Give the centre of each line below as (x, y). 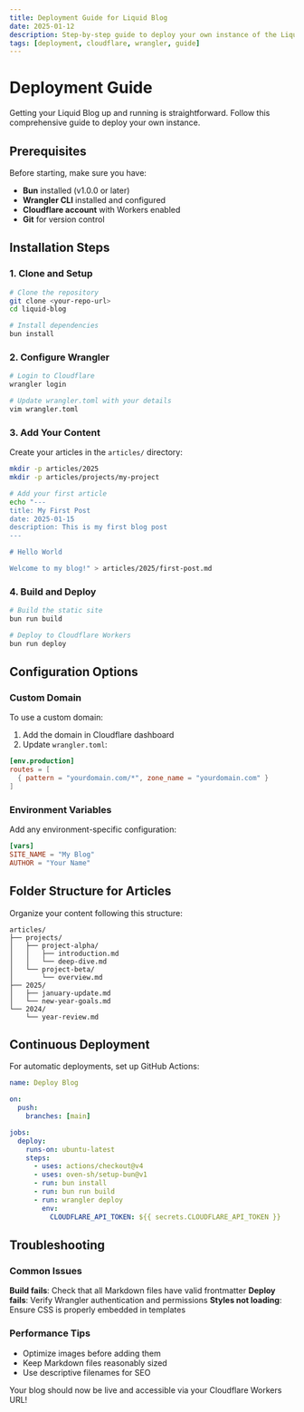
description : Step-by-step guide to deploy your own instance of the (143, 34)
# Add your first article (58, 493)
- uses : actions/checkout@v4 (88, 1166)
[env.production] (42, 761)
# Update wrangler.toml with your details (90, 401)
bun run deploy (38, 643)
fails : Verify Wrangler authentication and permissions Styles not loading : (146, 1301)
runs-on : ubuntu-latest (71, 1149)
